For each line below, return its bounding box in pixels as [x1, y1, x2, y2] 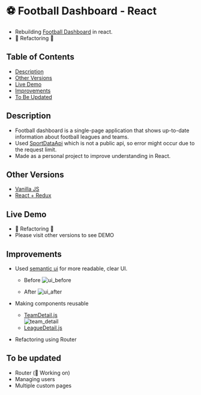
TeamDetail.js [23, 312, 58, 318]
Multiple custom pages [14, 382, 72, 389]
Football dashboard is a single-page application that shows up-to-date [14, 127, 190, 134]
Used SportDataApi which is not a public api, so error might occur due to [14, 139, 195, 146]
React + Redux [14, 192, 52, 199]
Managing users [14, 375, 55, 382]
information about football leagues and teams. [14, 133, 129, 140]
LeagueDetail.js [23, 324, 63, 331]
